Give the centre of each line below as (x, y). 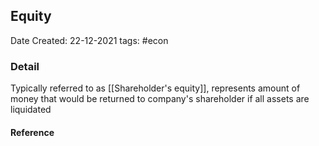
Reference (32, 132)
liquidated (31, 110)
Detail (25, 66)
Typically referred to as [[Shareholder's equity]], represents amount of (155, 88)
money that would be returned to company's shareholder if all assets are (160, 99)
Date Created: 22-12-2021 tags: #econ (89, 40)
